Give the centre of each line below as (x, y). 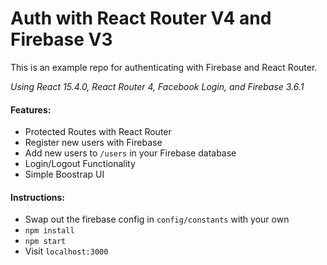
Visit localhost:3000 (66, 251)
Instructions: (38, 197)
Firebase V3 (61, 39)
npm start (45, 242)
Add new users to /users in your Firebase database (130, 153)
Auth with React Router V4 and (141, 18)
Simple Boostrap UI (64, 174)
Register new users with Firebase (93, 143)
